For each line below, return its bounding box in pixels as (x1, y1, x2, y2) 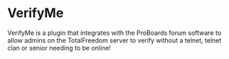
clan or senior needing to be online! (7, 43, 112, 52)
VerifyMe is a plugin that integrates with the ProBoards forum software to (7, 28, 222, 37)
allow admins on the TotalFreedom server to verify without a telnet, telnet (7, 36, 222, 44)
